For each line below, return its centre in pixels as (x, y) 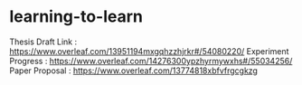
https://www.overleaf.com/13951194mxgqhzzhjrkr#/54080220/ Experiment (149, 51)
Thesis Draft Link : (43, 42)
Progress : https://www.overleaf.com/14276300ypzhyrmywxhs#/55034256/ (151, 61)
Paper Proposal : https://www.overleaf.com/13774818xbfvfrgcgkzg (133, 71)
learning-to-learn (76, 17)
